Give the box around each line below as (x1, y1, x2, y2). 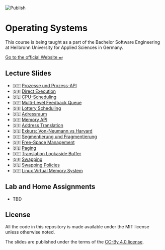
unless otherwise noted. (5, 229, 55, 235)
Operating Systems (5, 23, 88, 34)
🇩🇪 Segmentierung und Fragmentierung (12, 134, 97, 140)
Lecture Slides (5, 69, 51, 78)
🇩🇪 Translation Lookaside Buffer (12, 150, 81, 156)
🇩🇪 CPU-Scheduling (12, 94, 57, 100)
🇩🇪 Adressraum (12, 111, 47, 117)
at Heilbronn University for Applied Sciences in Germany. (5, 44, 123, 50)
